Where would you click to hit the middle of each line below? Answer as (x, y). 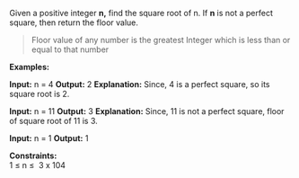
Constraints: (33, 156)
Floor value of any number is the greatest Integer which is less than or (161, 40)
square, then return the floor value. (74, 22)
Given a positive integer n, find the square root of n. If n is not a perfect (141, 13)
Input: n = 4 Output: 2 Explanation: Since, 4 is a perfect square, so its (140, 84)
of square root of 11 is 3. (54, 121)
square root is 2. (40, 94)
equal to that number (70, 49)
